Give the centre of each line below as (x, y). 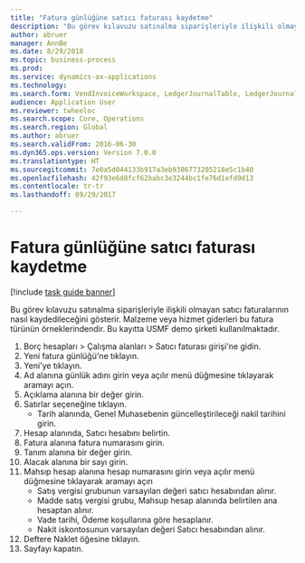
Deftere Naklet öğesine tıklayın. (82, 539)
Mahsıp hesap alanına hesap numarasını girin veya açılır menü (139, 471)
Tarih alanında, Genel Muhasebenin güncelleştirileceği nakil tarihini (161, 413)
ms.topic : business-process (63, 60)
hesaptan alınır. (65, 510)
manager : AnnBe (39, 43)
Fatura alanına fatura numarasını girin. (94, 442)
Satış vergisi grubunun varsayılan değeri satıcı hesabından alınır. (157, 490)
